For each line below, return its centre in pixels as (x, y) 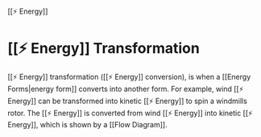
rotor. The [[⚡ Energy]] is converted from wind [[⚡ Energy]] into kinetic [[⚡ (130, 113)
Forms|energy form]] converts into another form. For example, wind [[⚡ (126, 89)
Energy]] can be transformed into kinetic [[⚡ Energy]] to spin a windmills (127, 101)
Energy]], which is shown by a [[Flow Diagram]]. (87, 124)
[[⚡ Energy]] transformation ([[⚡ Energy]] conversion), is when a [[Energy (129, 77)
